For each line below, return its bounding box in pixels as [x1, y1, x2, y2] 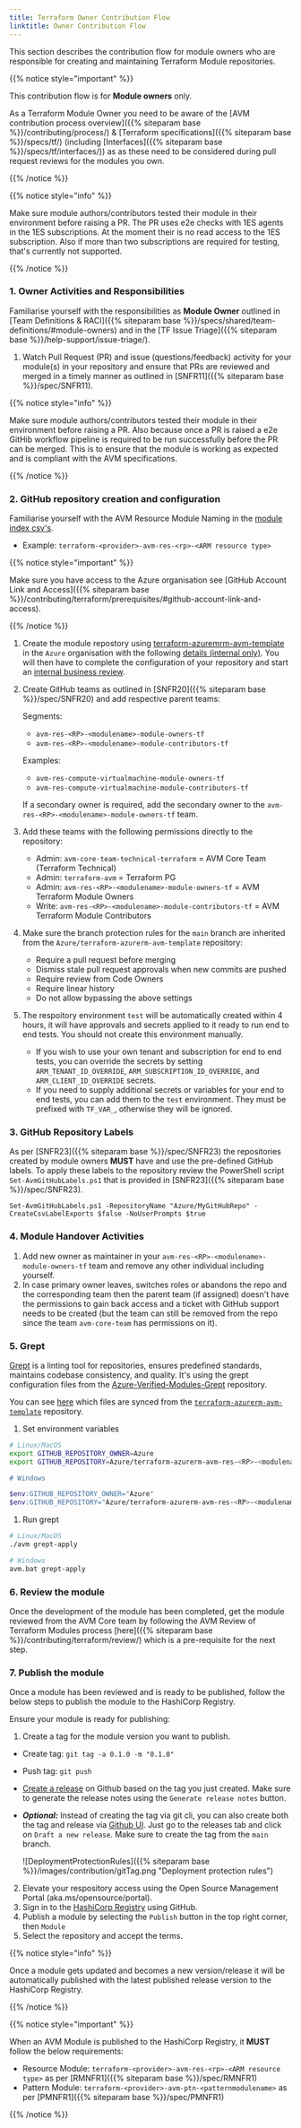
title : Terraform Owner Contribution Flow [9, 13, 170, 22]
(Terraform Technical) [35, 862, 116, 874]
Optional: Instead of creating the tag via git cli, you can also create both [21, 1810, 289, 1821]
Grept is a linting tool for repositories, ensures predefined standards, [9, 1360, 262, 1371]
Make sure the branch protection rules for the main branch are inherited [21, 928, 286, 939]
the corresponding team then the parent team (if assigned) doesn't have [21, 1288, 289, 1300]
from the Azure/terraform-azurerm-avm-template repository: [21, 938, 244, 948]
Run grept [21, 1514, 60, 1525]
